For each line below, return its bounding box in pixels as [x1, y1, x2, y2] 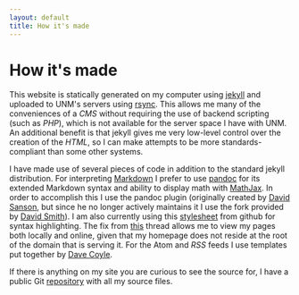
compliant [9, 147, 46, 157]
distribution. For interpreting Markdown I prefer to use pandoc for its [9, 173, 261, 184]
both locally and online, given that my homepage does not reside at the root [9, 230, 288, 241]
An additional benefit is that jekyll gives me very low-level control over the [9, 127, 281, 139]
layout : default [9, 13, 70, 22]
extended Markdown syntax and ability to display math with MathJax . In [9, 182, 274, 193]
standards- [221, 137, 262, 147]
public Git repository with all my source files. [9, 276, 173, 287]
